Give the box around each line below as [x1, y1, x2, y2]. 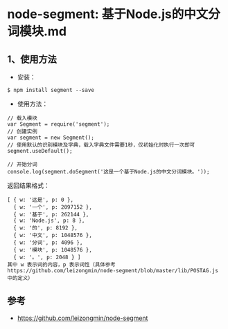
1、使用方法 [7, 53, 58, 65]
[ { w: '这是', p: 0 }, [7, 196, 74, 203]
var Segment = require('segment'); [7, 121, 110, 128]
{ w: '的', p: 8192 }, [13, 225, 78, 232]
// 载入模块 [7, 115, 38, 122]
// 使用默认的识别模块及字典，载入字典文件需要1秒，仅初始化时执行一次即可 [7, 142, 195, 149]
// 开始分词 [7, 161, 38, 168]
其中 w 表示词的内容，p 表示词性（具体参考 [7, 261, 116, 268]
